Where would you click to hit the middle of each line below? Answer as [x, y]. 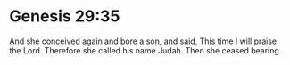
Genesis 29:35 [65, 16]
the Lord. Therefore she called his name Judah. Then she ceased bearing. [145, 50]
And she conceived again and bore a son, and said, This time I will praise [143, 41]
